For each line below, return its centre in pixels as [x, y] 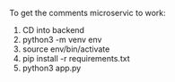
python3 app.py [52, 68]
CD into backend [53, 30]
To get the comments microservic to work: [87, 13]
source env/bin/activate [66, 49]
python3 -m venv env [62, 40]
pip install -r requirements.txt [76, 58]
